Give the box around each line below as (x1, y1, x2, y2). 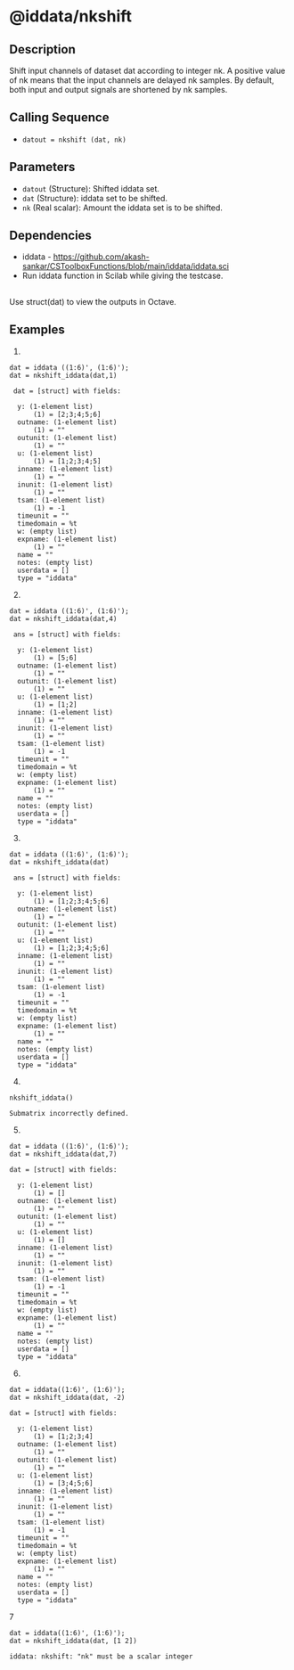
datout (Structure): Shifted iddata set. (21, 183, 160, 193)
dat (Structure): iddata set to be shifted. (21, 192, 167, 203)
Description (9, 42, 76, 57)
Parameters (9, 160, 76, 175)
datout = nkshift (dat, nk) (21, 135, 127, 144)
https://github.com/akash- (53, 251, 150, 262)
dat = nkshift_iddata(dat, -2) (9, 1393, 126, 1402)
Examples (9, 323, 65, 338)
